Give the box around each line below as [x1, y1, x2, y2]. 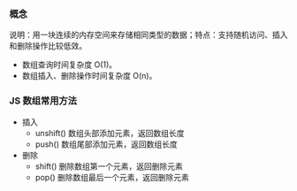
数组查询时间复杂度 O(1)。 [21, 59, 118, 70]
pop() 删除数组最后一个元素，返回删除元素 [34, 172, 190, 182]
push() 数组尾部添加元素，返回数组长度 [34, 139, 179, 149]
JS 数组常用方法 [9, 95, 78, 107]
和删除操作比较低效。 [9, 41, 87, 51]
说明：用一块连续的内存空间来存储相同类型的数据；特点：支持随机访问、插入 [9, 29, 288, 41]
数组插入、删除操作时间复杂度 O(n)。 [21, 71, 157, 81]
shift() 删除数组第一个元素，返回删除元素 [34, 161, 184, 172]
